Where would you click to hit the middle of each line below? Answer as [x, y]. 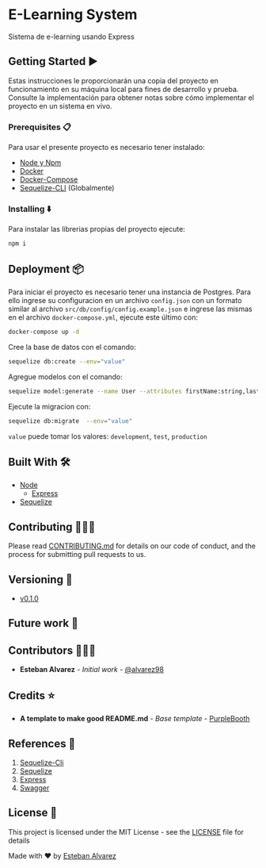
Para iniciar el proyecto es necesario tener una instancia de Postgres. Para [130, 292]
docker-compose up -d [44, 332]
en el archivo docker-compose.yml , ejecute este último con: [103, 317]
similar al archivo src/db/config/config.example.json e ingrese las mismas [130, 309]
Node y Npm [40, 163]
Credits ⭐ [32, 695]
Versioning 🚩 [40, 580]
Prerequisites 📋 [40, 127]
